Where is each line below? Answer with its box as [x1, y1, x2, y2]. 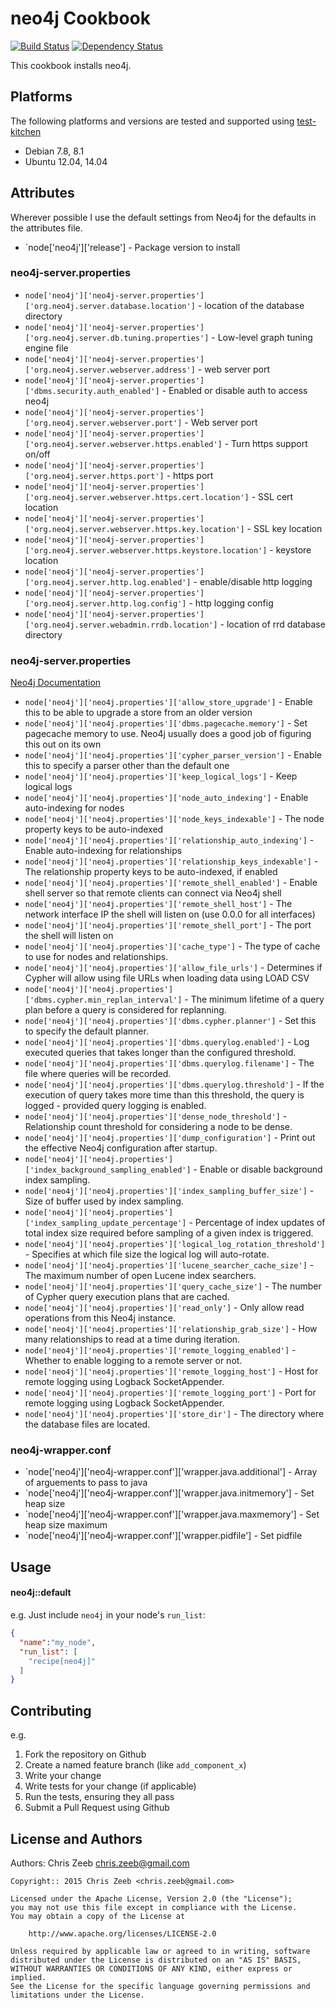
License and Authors [10, 1830, 143, 1847]
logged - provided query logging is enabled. [24, 1100, 207, 1112]
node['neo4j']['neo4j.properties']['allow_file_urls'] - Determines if [24, 962, 323, 974]
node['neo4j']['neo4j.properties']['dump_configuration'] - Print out [24, 1132, 316, 1144]
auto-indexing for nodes [24, 802, 125, 814]
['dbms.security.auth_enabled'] [24, 386, 160, 396]
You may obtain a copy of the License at [10, 1911, 186, 1921]
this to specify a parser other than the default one [24, 760, 230, 772]
